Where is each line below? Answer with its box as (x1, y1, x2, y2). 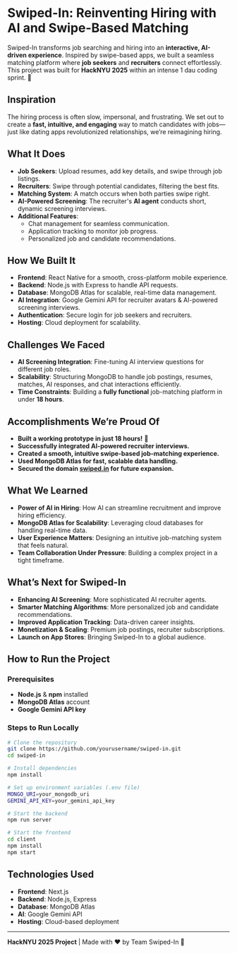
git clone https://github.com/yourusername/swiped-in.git (7, 745, 181, 753)
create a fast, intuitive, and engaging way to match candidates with (7, 120, 206, 128)
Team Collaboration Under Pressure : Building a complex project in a (17, 549, 218, 557)
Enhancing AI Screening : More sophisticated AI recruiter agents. (17, 595, 207, 604)
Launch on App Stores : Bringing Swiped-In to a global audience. (17, 633, 206, 641)
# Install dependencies (7, 765, 78, 772)
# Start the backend (7, 810, 68, 817)
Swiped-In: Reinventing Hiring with (7, 5, 217, 21)
